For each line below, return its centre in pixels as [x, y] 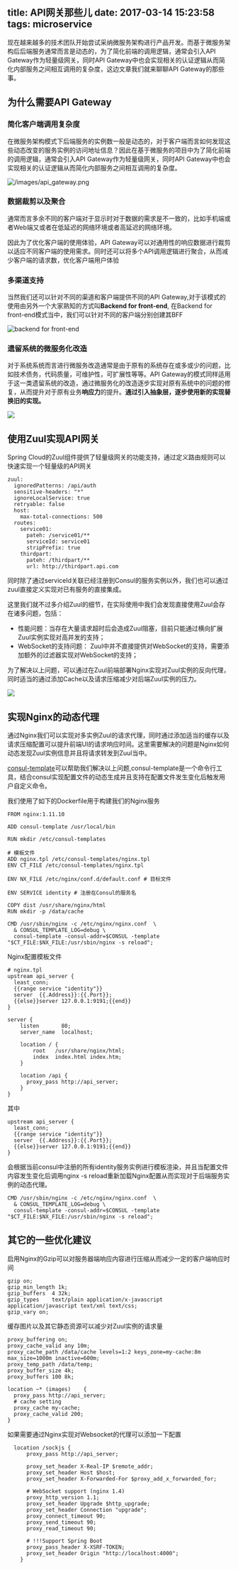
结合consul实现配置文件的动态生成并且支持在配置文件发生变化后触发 [119, 777]
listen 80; [46, 1026]
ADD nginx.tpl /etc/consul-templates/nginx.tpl [79, 860]
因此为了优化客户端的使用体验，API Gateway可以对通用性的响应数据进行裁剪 [119, 242]
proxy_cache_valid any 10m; [49, 1346]
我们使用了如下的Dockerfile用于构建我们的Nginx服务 [84, 801]
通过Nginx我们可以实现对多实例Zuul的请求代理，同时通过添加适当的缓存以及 [119, 735]
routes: [25, 523]
